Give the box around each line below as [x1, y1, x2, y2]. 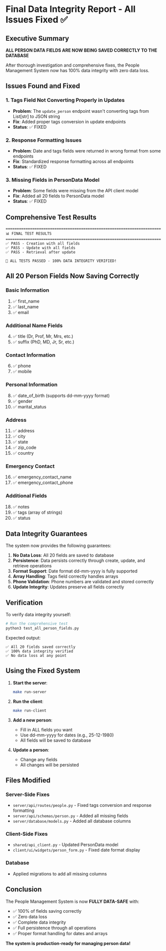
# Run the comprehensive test [5, 621, 68, 627]
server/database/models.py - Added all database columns [12, 818, 131, 824]
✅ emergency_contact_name [12, 474, 72, 480]
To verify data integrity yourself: [5, 612, 71, 618]
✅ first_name [12, 298, 40, 304]
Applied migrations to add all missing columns [12, 871, 107, 876]
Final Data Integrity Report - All [5, 3, 136, 15]
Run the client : [12, 698, 44, 704]
